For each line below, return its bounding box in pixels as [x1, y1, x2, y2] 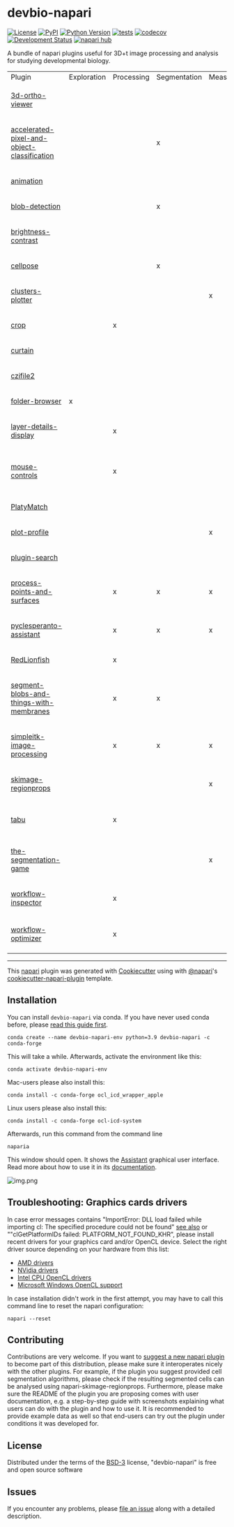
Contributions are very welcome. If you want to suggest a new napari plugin [7, 1352, 225, 1361]
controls [10, 470, 38, 480]
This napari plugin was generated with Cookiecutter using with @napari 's [7, 967, 218, 975]
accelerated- [10, 124, 54, 134]
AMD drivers [17, 1258, 54, 1266]
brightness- [10, 226, 51, 236]
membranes [10, 706, 50, 716]
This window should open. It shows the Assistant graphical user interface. [7, 1155, 219, 1164]
